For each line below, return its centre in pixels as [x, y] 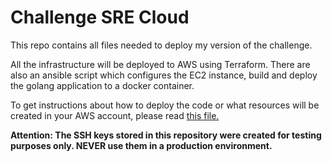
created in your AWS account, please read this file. [115, 115]
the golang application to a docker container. [102, 85]
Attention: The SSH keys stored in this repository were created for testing [166, 135]
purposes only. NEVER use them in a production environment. [141, 145]
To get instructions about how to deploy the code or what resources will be [165, 105]
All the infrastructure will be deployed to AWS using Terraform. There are [160, 64]
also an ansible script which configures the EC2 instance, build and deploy [164, 75]
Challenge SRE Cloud [100, 17]
